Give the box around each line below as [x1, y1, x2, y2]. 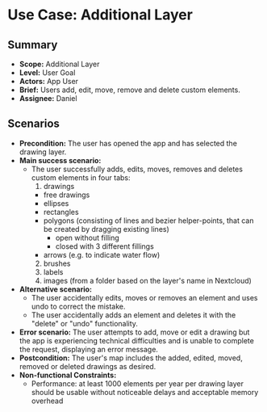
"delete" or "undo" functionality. [31, 318, 139, 328]
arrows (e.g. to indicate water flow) [43, 250, 161, 259]
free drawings [43, 190, 90, 200]
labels [43, 267, 64, 276]
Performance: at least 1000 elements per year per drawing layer [31, 378, 244, 389]
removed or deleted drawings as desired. [19, 361, 156, 371]
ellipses [43, 198, 69, 208]
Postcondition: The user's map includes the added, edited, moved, [19, 353, 243, 363]
